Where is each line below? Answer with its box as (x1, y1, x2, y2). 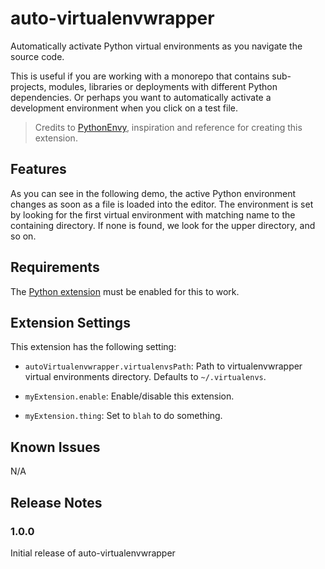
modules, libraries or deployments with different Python (48, 80, 278, 92)
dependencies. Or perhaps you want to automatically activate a (10, 91, 272, 103)
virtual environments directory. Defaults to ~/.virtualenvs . (24, 371, 267, 383)
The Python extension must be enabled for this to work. (10, 285, 240, 297)
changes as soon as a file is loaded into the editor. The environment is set (10, 198, 314, 210)
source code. (10, 50, 65, 62)
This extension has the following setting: (10, 341, 177, 353)
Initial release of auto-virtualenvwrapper (10, 547, 176, 559)
